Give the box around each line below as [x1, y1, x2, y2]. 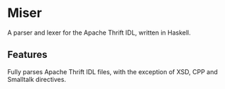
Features [7, 49, 48, 61]
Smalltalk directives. [7, 75, 66, 83]
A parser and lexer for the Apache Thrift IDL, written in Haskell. [7, 28, 192, 37]
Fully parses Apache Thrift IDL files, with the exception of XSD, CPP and [7, 67, 218, 76]
